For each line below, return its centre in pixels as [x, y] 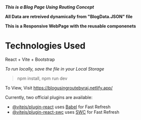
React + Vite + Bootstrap [30, 59]
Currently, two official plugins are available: [49, 97]
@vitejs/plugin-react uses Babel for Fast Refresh [61, 107]
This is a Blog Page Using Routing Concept [50, 7]
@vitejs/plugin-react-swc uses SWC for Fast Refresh [66, 112]
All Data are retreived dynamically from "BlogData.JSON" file [69, 16]
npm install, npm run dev [42, 78]
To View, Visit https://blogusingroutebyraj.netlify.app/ [59, 88]
